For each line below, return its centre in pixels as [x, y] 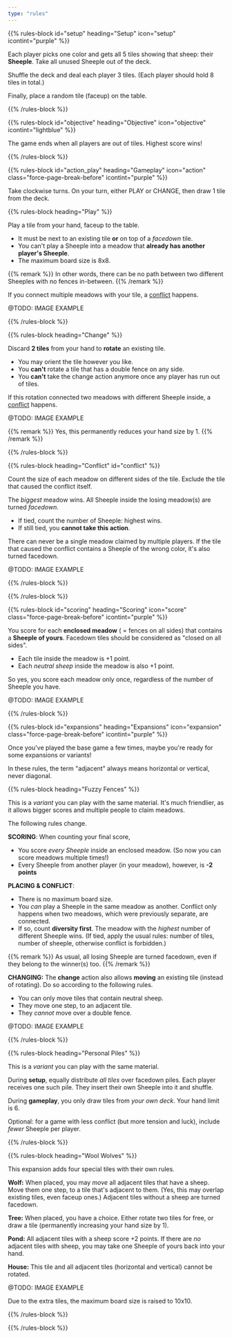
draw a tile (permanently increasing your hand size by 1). [88, 1225]
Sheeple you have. [34, 687]
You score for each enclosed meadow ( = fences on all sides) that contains [115, 630]
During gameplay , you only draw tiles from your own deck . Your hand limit [114, 1101]
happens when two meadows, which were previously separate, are [113, 914]
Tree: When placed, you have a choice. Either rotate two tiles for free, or [111, 1218]
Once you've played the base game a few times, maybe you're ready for [110, 748]
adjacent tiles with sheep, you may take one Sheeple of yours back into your [116, 1246]
